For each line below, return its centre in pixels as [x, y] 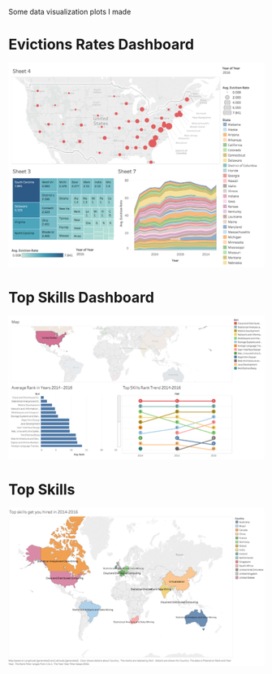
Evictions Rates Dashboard [101, 45]
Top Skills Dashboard [81, 298]
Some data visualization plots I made [70, 12]
